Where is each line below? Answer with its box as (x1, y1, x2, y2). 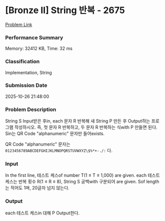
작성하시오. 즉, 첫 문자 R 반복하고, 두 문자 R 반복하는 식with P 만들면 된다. (14, 124, 157, 131)
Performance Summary (5, 34, 63, 41)
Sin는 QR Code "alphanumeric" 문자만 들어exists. (5, 131, 105, 137)
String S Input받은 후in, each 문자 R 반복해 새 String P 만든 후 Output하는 (5, 118, 150, 124)
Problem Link (5, 21, 32, 28)
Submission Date (5, 82, 47, 89)
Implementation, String (5, 69, 52, 75)
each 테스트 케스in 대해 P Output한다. (5, 209, 80, 216)
